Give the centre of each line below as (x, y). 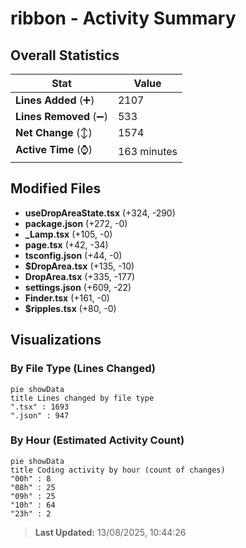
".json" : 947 (40, 415)
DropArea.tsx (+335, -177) (80, 276)
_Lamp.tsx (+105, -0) (68, 234)
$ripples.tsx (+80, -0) (70, 308)
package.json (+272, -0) (76, 223)
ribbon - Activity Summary (123, 18)
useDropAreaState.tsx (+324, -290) (100, 213)
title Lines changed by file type (82, 398)
